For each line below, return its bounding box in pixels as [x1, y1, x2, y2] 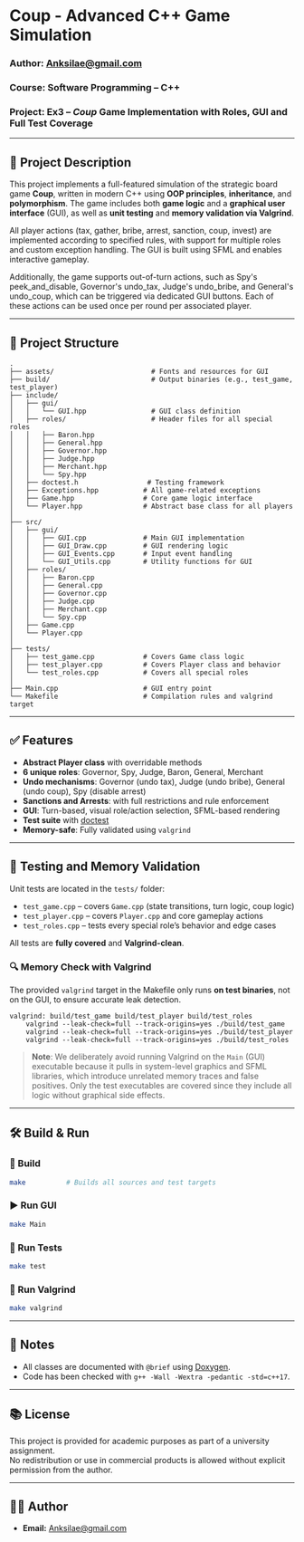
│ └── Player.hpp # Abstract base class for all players [9, 502, 294, 511]
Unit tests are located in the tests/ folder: [9, 883, 166, 894]
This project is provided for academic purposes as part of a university [9, 1435, 270, 1446]
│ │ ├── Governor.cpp [9, 589, 107, 598]
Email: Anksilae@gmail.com [22, 1523, 127, 1534]
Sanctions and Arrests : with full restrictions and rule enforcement [22, 795, 270, 806]
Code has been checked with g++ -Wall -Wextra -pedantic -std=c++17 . [22, 1371, 290, 1382]
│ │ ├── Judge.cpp [9, 597, 95, 606]
